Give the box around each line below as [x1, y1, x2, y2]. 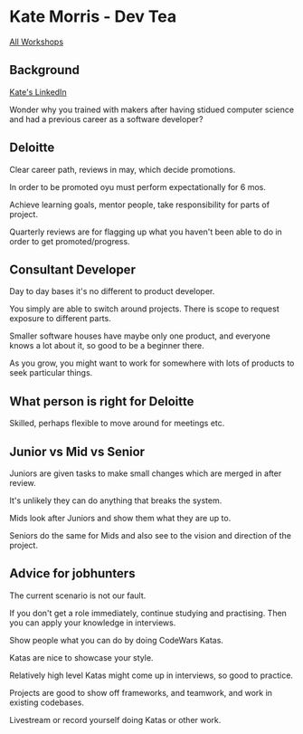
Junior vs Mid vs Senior [9, 443, 146, 459]
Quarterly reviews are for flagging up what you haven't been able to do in [9, 226, 282, 237]
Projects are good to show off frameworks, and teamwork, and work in [9, 687, 273, 698]
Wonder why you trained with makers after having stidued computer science [9, 104, 295, 115]
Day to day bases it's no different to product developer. [9, 286, 215, 297]
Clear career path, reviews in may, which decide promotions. [9, 164, 236, 175]
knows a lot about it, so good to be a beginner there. [9, 340, 205, 351]
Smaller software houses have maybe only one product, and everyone [9, 330, 271, 341]
